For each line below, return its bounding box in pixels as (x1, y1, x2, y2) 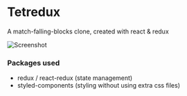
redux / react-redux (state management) (17, 74, 133, 82)
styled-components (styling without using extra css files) (17, 81, 181, 90)
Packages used (7, 58, 60, 67)
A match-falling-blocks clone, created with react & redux (7, 27, 170, 35)
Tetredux (7, 4, 61, 20)
